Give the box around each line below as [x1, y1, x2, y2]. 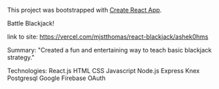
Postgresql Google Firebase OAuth [7, 74, 106, 82]
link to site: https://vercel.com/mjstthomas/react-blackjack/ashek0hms [7, 32, 209, 41]
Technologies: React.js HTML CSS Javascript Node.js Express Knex [7, 67, 200, 75]
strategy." [7, 53, 35, 61]
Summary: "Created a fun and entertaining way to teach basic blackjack [7, 46, 212, 54]
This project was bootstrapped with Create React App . [7, 6, 162, 14]
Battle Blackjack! [7, 19, 55, 27]
